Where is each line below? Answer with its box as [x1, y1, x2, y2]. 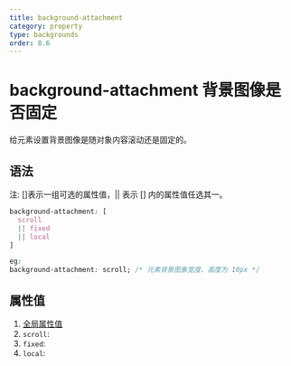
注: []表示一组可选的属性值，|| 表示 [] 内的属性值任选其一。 [9, 189, 228, 200]
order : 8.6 [9, 38, 51, 48]
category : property [9, 22, 83, 31]
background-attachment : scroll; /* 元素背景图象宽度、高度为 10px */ [9, 266, 260, 275]
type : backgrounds [9, 30, 79, 39]
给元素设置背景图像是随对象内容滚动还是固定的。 [9, 135, 192, 145]
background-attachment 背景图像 [9, 80, 266, 100]
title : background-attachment [9, 13, 124, 23]
